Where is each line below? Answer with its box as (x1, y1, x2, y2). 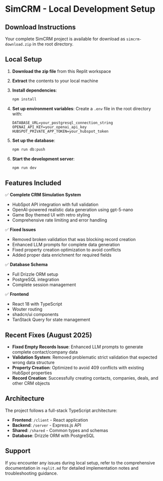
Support (5, 447, 31, 455)
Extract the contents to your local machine (12, 77, 99, 84)
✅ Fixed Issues (5, 227, 36, 233)
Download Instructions (5, 23, 76, 31)
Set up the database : (12, 137, 55, 143)
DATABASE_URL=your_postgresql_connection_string (12, 120, 113, 125)
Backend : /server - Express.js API (12, 422, 81, 428)
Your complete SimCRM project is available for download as (5, 36, 125, 42)
